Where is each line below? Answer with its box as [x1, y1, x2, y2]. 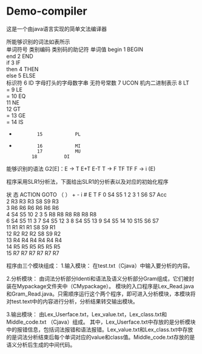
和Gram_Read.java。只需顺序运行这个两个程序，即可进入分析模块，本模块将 [6, 290, 196, 297]
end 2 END [6, 52, 33, 60]
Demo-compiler [6, 4, 87, 18]
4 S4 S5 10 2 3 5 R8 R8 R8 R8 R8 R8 [6, 210, 97, 218]
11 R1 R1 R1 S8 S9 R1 [6, 223, 56, 231]
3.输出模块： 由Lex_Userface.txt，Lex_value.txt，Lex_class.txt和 [6, 310, 167, 318]
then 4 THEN [6, 65, 39, 72]
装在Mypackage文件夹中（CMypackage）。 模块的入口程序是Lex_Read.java [6, 282, 194, 290]
